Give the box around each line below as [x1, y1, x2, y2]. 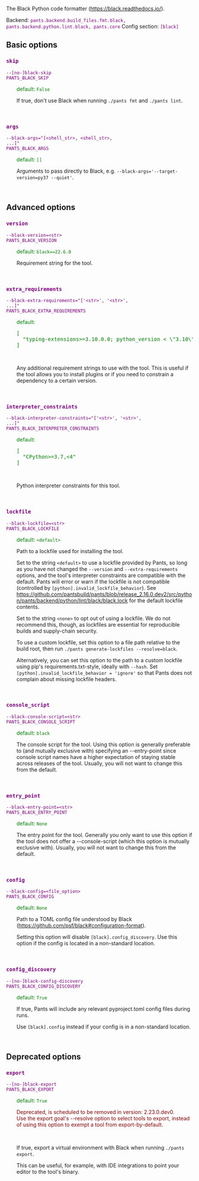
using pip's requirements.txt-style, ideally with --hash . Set [17, 663, 158, 670]
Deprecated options [6, 1052, 81, 1062]
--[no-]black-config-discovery [6, 978, 84, 984]
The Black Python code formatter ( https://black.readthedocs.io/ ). [6, 5, 165, 12]
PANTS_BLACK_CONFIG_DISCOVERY [6, 983, 81, 989]
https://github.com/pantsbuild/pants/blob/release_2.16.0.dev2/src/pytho [17, 590, 192, 598]
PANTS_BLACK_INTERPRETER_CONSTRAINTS [6, 426, 99, 432]
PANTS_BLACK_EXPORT [6, 1087, 54, 1093]
